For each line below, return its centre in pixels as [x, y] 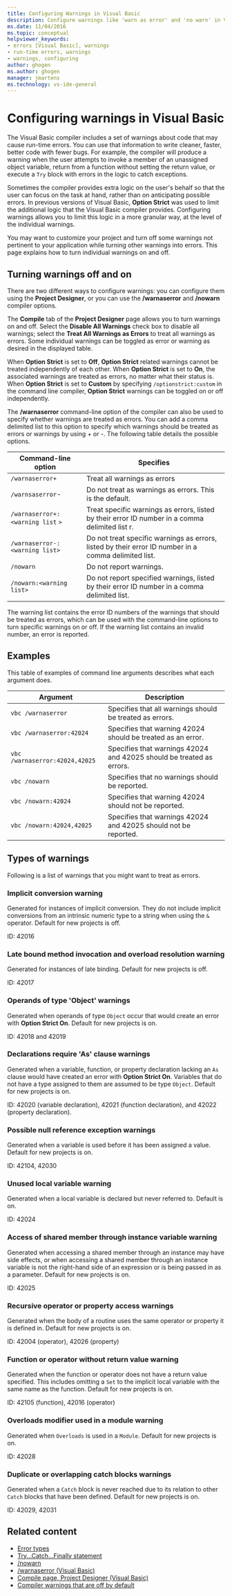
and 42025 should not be [149, 825]
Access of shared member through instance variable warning [112, 1237]
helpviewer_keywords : [38, 39]
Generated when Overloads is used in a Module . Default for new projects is [112, 1436]
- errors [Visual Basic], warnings [58, 46]
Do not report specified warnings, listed [150, 578]
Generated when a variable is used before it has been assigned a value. [109, 1145]
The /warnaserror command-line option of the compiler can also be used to [115, 412]
